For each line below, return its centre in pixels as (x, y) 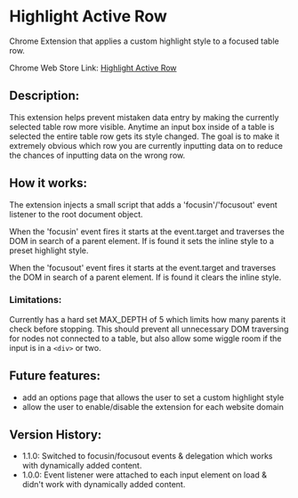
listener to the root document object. (77, 214)
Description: (44, 96)
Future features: (55, 376)
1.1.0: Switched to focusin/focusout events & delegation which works (147, 456)
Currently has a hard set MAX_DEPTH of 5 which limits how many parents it (148, 319)
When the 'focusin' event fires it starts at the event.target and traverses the (147, 231)
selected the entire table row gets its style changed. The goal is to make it (145, 136)
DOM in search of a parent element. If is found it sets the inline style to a (141, 241)
